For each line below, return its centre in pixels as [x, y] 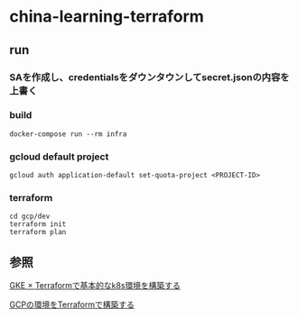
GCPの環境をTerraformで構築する [72, 304]
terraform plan [38, 232]
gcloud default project [59, 157]
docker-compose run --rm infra [68, 134]
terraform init [38, 224]
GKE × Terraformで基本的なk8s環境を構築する [95, 286]
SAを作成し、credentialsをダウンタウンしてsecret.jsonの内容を [149, 77]
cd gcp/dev [30, 217]
